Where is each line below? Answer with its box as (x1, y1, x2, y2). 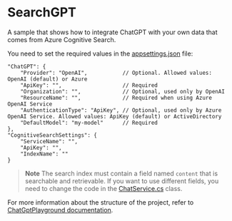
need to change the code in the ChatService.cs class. (24, 184, 183, 192)
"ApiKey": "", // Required (20, 81, 158, 89)
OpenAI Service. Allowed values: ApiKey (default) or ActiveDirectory (7, 113, 222, 120)
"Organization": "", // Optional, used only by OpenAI (20, 88, 225, 95)
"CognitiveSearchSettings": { (7, 131, 98, 139)
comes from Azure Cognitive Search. (7, 35, 116, 43)
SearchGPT (7, 4, 77, 21)
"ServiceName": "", (20, 138, 79, 145)
